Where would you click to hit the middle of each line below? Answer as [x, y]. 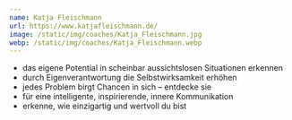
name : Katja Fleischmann [56, 17]
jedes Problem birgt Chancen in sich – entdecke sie [117, 87]
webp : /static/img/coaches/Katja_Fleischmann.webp [106, 43]
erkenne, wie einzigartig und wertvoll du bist [104, 106]
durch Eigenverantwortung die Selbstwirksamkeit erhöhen [129, 78]
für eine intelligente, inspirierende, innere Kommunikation [128, 97]
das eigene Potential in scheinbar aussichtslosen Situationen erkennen [153, 68]
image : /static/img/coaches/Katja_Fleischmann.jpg [106, 34]
